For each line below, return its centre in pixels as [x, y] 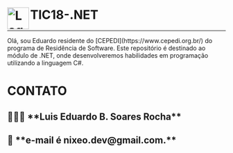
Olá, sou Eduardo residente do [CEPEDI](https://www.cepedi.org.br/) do [110, 40]
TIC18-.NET [64, 15]
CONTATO [37, 91]
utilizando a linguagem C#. [45, 63]
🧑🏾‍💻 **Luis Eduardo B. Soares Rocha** [94, 116]
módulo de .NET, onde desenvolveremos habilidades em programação [108, 55]
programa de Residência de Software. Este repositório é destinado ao [106, 48]
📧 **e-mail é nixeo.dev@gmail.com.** [92, 140]
